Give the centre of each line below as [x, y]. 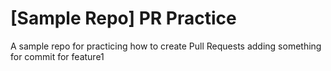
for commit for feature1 [57, 56]
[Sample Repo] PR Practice [123, 18]
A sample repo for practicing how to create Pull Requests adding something [166, 46]
